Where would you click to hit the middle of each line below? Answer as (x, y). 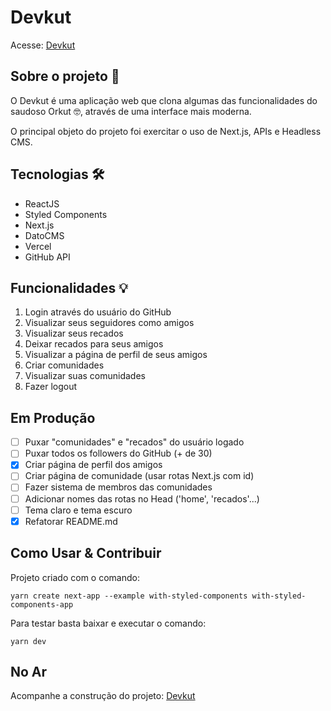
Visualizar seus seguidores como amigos (109, 323)
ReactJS (42, 203)
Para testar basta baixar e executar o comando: (108, 623)
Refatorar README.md (71, 521)
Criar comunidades (64, 365)
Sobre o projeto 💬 (65, 76)
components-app (42, 604)
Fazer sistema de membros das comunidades (118, 487)
